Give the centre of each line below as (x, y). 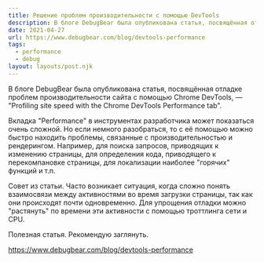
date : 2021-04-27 (37, 30)
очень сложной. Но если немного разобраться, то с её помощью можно (130, 129)
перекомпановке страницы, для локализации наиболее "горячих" (119, 162)
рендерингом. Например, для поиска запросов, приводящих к (114, 145)
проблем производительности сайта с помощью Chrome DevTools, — (125, 97)
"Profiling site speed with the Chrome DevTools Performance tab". (115, 105)
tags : (17, 45)
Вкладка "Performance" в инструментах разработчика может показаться (131, 120)
